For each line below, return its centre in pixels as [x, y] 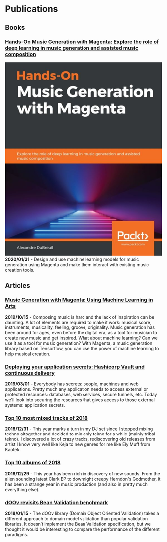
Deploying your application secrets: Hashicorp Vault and [75, 367]
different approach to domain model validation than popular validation [77, 518]
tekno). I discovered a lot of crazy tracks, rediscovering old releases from [80, 439]
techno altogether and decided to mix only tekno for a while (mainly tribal [80, 434]
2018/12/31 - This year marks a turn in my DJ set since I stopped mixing [79, 429]
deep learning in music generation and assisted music [72, 48]
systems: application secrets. [35, 405]
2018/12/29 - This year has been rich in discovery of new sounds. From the [83, 473]
